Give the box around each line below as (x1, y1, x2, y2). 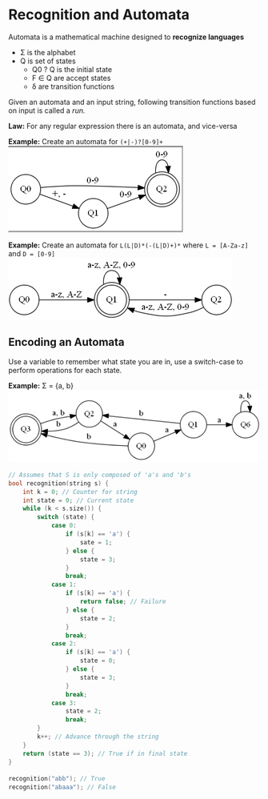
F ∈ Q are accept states (31, 73, 111, 82)
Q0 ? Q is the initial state (31, 64, 113, 74)
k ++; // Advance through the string (37, 733, 159, 741)
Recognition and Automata (8, 6, 190, 24)
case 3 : (50, 699, 78, 707)
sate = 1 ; (79, 538, 113, 546)
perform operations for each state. (8, 365, 122, 375)
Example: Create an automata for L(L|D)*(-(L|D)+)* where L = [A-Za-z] (8, 240, 249, 250)
